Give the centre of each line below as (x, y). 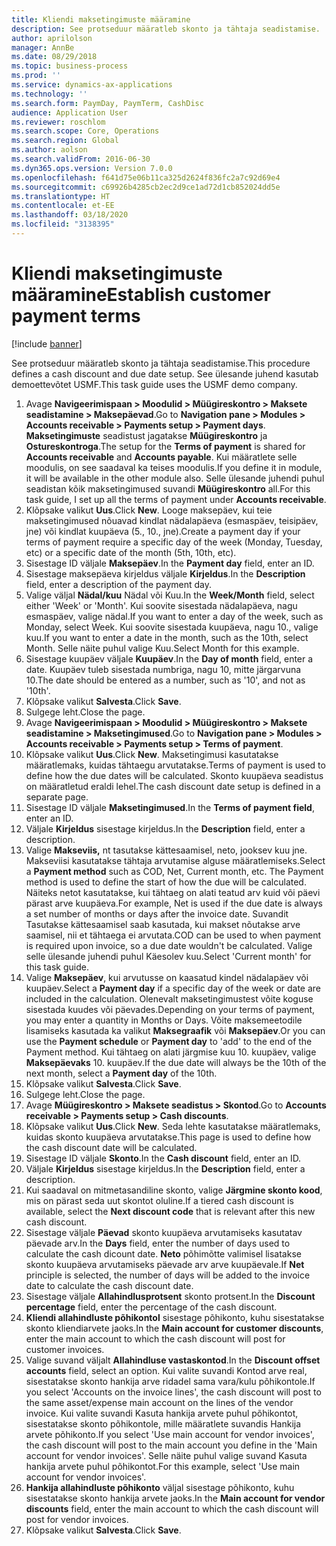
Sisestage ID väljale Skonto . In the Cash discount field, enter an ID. (163, 1158)
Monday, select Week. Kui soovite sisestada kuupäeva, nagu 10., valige (172, 627)
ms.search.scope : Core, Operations (85, 131)
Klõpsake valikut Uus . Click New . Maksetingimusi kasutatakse (152, 754)
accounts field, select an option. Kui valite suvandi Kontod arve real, (166, 1370)
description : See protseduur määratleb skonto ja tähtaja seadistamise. (166, 29)
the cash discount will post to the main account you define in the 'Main (171, 1445)
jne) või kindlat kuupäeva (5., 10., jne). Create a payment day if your (163, 531)
